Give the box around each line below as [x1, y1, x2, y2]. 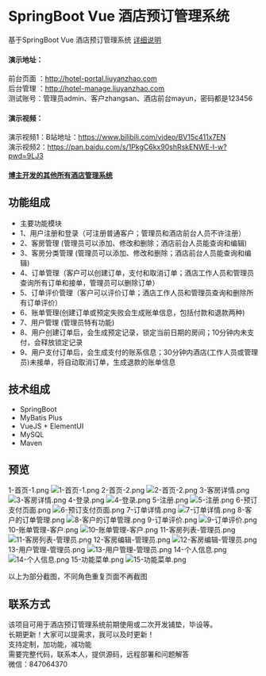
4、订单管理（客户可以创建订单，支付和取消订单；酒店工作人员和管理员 [19, 267, 254, 278]
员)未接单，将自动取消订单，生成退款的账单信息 [19, 357, 176, 367]
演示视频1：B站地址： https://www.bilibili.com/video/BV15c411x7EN [8, 133, 226, 142]
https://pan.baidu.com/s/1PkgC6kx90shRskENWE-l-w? [47, 142, 228, 152]
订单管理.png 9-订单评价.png [21, 515, 198, 524]
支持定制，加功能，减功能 [8, 640, 92, 649]
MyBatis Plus [19, 413, 63, 422]
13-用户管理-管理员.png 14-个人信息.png [8, 545, 227, 555]
